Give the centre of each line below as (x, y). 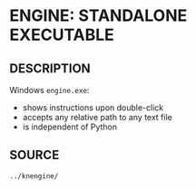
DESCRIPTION (50, 68)
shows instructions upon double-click (93, 108)
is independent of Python (70, 127)
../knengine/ (34, 176)
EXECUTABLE (62, 35)
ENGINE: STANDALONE (98, 16)
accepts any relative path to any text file (97, 117)
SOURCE (34, 155)
